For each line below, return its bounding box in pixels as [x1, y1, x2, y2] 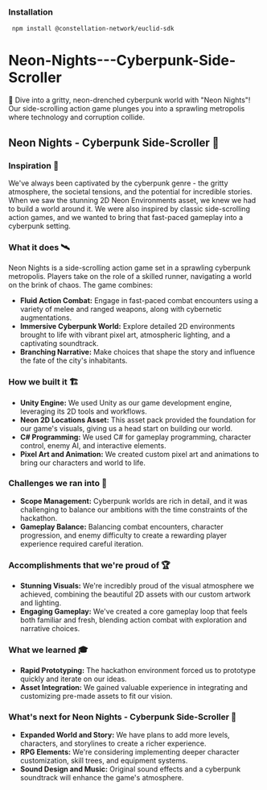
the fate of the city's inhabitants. [19, 355, 128, 365]
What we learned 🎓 [8, 644, 88, 655]
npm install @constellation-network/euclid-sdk [11, 25, 175, 33]
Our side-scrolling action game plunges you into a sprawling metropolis [8, 104, 245, 114]
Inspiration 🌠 [8, 160, 59, 171]
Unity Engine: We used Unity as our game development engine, [19, 397, 232, 407]
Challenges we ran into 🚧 [8, 478, 108, 489]
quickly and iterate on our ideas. [19, 674, 127, 684]
